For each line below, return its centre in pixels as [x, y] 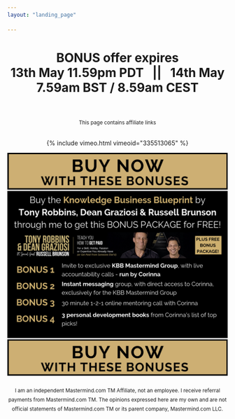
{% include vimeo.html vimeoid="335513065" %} [117, 143]
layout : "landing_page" [42, 15]
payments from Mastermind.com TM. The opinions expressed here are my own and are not [117, 399]
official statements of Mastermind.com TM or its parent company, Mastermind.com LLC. [117, 409]
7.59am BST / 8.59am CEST [117, 87]
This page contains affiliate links [117, 123]
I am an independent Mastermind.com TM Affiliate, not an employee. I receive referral [117, 391]
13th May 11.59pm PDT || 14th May [117, 73]
